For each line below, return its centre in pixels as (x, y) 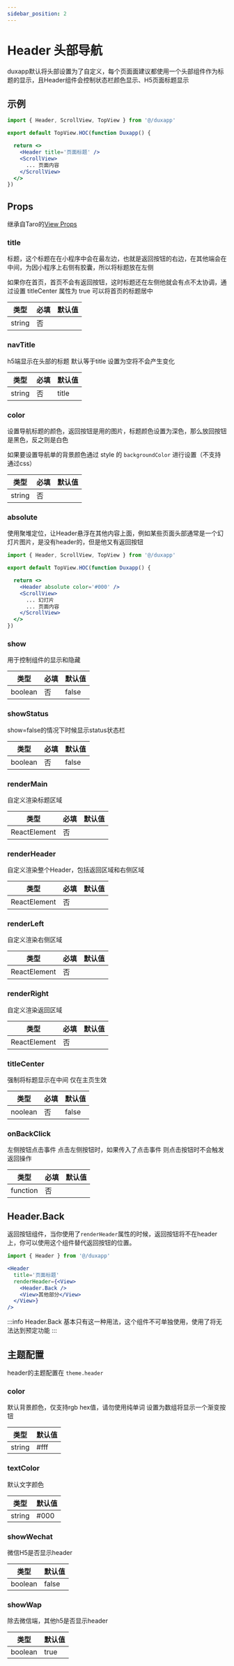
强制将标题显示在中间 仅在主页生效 (57, 1080)
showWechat (30, 1536)
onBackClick (29, 1134)
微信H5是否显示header (40, 1552)
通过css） (22, 463)
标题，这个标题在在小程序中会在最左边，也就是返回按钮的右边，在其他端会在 (117, 258)
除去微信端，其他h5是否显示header (58, 1621)
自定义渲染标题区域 (35, 800)
